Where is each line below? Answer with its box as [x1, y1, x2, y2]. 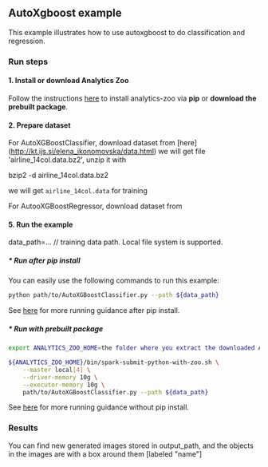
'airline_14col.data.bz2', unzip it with [8, 155, 127, 164]
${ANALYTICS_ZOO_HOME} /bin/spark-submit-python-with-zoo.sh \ [8, 358, 219, 366]
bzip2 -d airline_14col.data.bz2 [8, 171, 109, 180]
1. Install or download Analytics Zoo [8, 76, 129, 85]
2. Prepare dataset [8, 120, 71, 130]
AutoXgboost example [8, 6, 122, 20]
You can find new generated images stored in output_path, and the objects [8, 441, 254, 450]
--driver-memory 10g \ [22, 373, 98, 382]
